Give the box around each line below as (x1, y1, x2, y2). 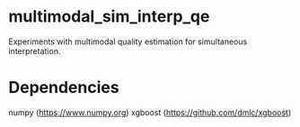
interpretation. (8, 45, 61, 56)
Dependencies (8, 77, 119, 98)
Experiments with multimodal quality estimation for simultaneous (8, 36, 248, 47)
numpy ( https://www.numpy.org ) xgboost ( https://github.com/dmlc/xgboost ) (8, 106, 292, 118)
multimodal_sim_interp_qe (8, 6, 210, 27)
